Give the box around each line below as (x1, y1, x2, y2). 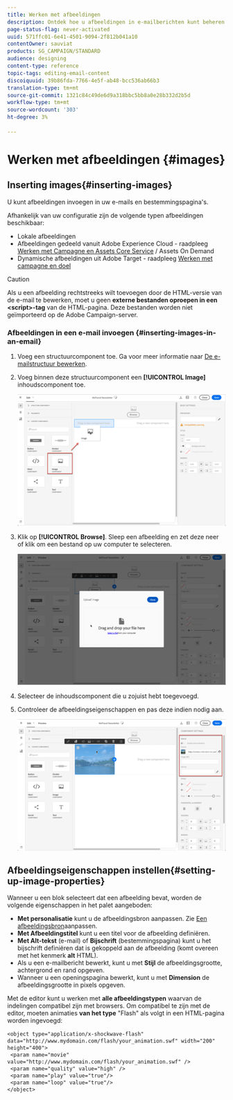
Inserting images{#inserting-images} (7, 179, 173, 191)
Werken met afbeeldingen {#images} (7, 151, 225, 167)
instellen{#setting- (132, 864, 216, 876)
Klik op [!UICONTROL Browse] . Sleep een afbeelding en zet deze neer (17, 532, 219, 541)
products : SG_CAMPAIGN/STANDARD (7, 48, 101, 55)
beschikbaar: (7, 219, 45, 227)
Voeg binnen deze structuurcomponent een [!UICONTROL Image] (17, 373, 206, 382)
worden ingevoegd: (7, 1017, 63, 1025)
